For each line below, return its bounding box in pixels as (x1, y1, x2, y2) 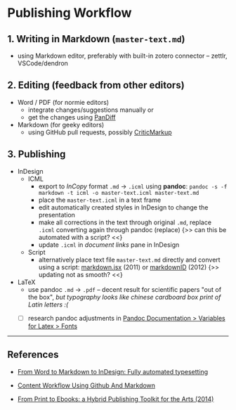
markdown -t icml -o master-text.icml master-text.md (38, 189, 199, 196)
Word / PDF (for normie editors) (17, 98, 110, 106)
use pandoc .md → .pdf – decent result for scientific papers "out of (27, 285, 222, 293)
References (7, 349, 59, 361)
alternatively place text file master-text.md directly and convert (38, 255, 221, 264)
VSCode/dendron (17, 59, 69, 68)
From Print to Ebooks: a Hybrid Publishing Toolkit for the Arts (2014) (17, 395, 214, 403)
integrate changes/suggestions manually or (27, 105, 154, 114)
